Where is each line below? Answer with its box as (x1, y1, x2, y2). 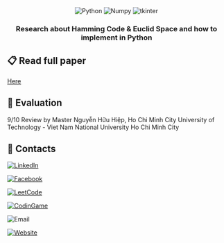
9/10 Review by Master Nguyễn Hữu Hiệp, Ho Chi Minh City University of (7, 115, 215, 124)
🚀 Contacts (7, 142, 56, 155)
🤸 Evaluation (7, 97, 62, 109)
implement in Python (80, 33, 153, 42)
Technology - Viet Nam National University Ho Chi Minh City (7, 123, 180, 131)
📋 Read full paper (7, 55, 87, 67)
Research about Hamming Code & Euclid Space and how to (15, 24, 218, 33)
